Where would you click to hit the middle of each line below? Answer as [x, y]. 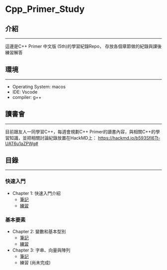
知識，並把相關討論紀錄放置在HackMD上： [53, 138]
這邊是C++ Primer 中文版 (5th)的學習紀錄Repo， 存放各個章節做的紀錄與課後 [83, 46]
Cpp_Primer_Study [45, 9]
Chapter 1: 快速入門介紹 [37, 193]
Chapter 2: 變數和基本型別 [39, 232]
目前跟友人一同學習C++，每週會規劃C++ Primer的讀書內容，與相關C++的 [80, 132]
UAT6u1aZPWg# [22, 143]
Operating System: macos [39, 87]
